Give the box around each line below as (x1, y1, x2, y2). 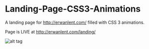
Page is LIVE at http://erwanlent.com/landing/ (5, 29, 96, 34)
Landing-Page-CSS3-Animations (5, 3, 141, 15)
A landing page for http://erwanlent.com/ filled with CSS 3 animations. (5, 19, 145, 25)
